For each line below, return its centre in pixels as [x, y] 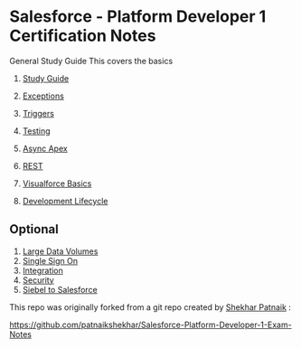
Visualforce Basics [57, 183]
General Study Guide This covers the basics [91, 61]
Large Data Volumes [60, 251]
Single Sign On [50, 260]
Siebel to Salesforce [60, 289]
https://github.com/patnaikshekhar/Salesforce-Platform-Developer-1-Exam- [150, 324]
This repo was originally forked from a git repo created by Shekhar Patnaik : [150, 307]
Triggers [38, 113]
